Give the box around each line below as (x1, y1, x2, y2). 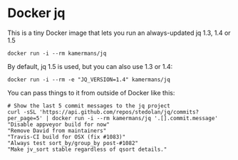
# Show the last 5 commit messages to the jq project (7, 102, 171, 110)
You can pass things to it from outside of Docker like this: (7, 88, 175, 97)
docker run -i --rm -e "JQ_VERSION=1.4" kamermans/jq (7, 76, 171, 83)
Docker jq (7, 5, 66, 21)
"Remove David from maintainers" (7, 127, 107, 134)
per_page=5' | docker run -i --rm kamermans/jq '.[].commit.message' (7, 114, 219, 122)
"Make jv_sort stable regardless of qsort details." (7, 146, 167, 153)
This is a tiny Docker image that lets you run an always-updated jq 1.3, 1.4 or (7, 28, 231, 37)
